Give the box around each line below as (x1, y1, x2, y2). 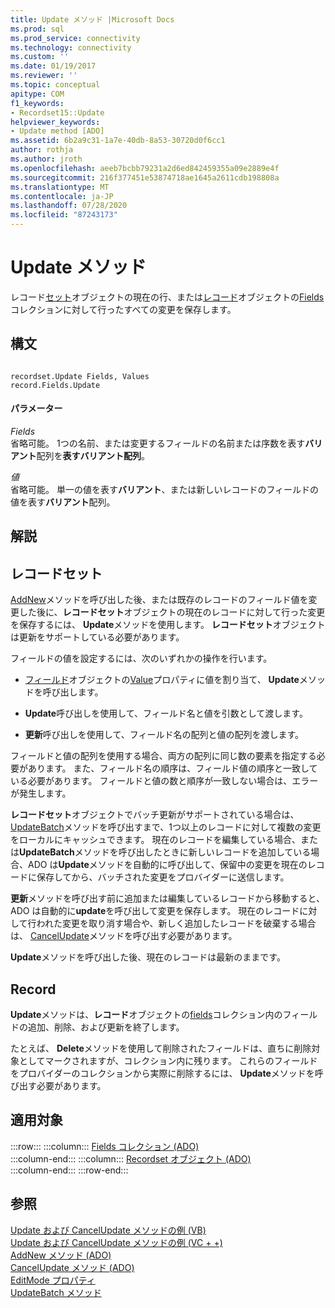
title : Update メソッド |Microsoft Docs (10, 14, 175, 25)
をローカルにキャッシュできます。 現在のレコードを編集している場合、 (10, 834, 302, 846)
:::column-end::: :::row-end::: (10, 1164, 129, 1176)
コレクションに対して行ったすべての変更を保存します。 (10, 303, 237, 315)
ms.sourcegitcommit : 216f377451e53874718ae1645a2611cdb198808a (10, 172, 280, 183)
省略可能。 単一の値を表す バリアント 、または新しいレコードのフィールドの (10, 483, 320, 495)
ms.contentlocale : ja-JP (10, 191, 114, 201)
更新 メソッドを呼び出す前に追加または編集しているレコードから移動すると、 (10, 892, 326, 905)
